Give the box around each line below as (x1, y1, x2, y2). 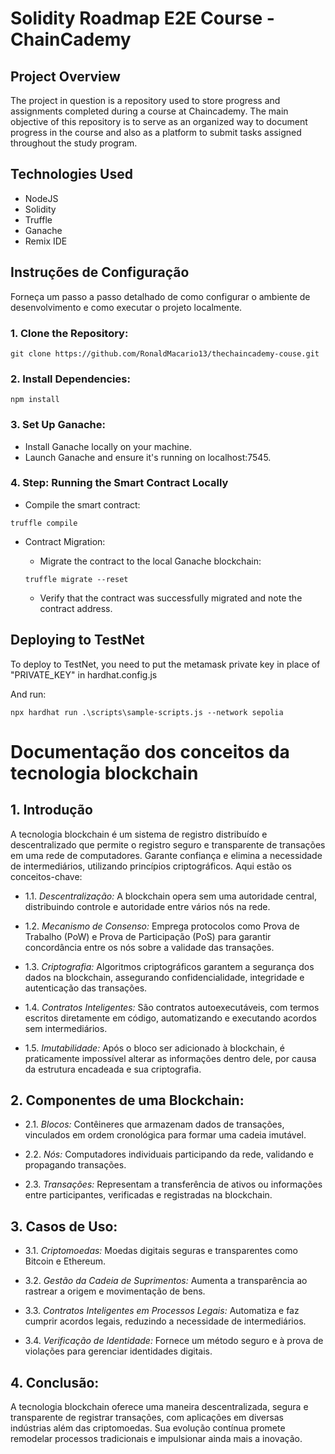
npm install (10, 395, 60, 405)
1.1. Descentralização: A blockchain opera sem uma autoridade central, (24, 890, 317, 902)
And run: (10, 688, 47, 700)
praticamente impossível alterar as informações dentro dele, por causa (24, 1052, 317, 1064)
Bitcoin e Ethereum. (24, 1255, 107, 1267)
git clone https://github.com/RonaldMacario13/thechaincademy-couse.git (10, 348, 320, 359)
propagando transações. (24, 1159, 127, 1171)
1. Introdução (10, 802, 93, 819)
